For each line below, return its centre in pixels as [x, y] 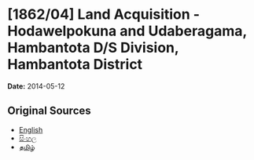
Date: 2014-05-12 [36, 86]
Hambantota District [75, 65]
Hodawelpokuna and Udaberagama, [127, 31]
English [31, 129]
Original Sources [49, 111]
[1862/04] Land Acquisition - [104, 15]
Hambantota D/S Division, [93, 48]
